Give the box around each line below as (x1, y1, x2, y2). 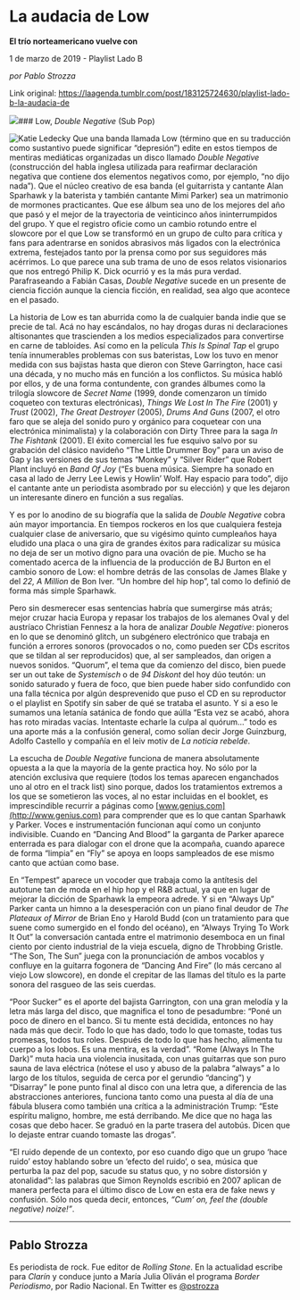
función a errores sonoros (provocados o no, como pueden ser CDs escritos (9, 641, 290, 651)
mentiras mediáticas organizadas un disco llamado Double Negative (9, 152, 260, 163)
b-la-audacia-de (9, 96, 70, 108)
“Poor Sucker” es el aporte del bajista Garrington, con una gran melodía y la (9, 996, 288, 1007)
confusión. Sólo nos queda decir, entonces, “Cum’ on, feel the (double (9, 1194, 268, 1204)
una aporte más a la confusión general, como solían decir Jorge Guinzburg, (9, 725, 287, 736)
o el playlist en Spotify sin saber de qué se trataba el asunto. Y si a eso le (9, 697, 279, 708)
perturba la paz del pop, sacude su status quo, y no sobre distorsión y (9, 1165, 268, 1176)
